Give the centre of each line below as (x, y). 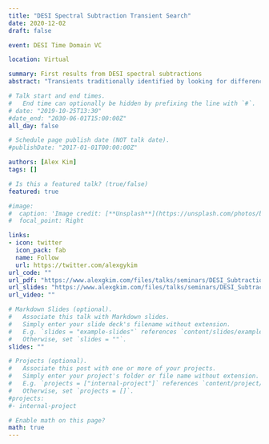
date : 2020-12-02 (37, 23)
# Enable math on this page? (57, 420)
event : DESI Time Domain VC (55, 45)
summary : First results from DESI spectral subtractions (105, 74)
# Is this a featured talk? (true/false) (78, 184)
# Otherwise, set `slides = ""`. (68, 339)
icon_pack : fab (41, 250)
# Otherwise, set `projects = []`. (71, 391)
